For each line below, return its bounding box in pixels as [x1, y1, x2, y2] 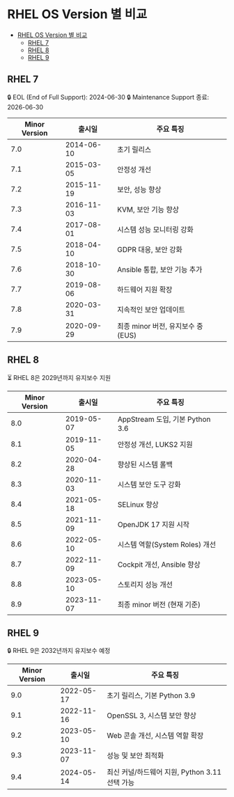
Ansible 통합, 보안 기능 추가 [117, 265, 203, 274]
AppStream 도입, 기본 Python [117, 414, 211, 424]
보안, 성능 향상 [117, 184, 162, 194]
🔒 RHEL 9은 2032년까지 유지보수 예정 [7, 647, 111, 655]
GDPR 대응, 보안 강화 [117, 244, 183, 254]
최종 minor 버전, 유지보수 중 [117, 321, 203, 331]
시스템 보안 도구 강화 [117, 480, 181, 489]
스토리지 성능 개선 [117, 579, 173, 589]
